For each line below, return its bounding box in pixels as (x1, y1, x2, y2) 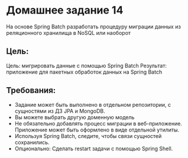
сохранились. (14, 139, 50, 146)
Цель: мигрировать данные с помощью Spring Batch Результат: (6, 62, 167, 69)
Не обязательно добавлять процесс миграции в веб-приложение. (14, 120, 182, 127)
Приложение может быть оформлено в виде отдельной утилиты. (14, 126, 180, 133)
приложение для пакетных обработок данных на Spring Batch (6, 68, 163, 75)
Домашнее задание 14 (6, 4, 124, 17)
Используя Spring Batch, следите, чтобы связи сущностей (14, 132, 162, 139)
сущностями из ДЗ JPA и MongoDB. (14, 107, 105, 114)
